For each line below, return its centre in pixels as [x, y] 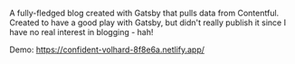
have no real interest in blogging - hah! [81, 32]
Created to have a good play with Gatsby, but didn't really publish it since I [148, 23]
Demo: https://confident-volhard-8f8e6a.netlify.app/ [107, 50]
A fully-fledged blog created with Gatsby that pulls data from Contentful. [144, 13]
